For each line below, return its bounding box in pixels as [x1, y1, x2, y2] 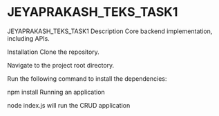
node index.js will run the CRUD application [7, 101, 131, 109]
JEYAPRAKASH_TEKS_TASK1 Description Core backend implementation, [7, 27, 213, 35]
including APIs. [7, 34, 50, 42]
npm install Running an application [7, 88, 105, 96]
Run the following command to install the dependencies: [7, 74, 167, 83]
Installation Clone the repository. [7, 48, 100, 56]
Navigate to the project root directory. [7, 61, 115, 69]
